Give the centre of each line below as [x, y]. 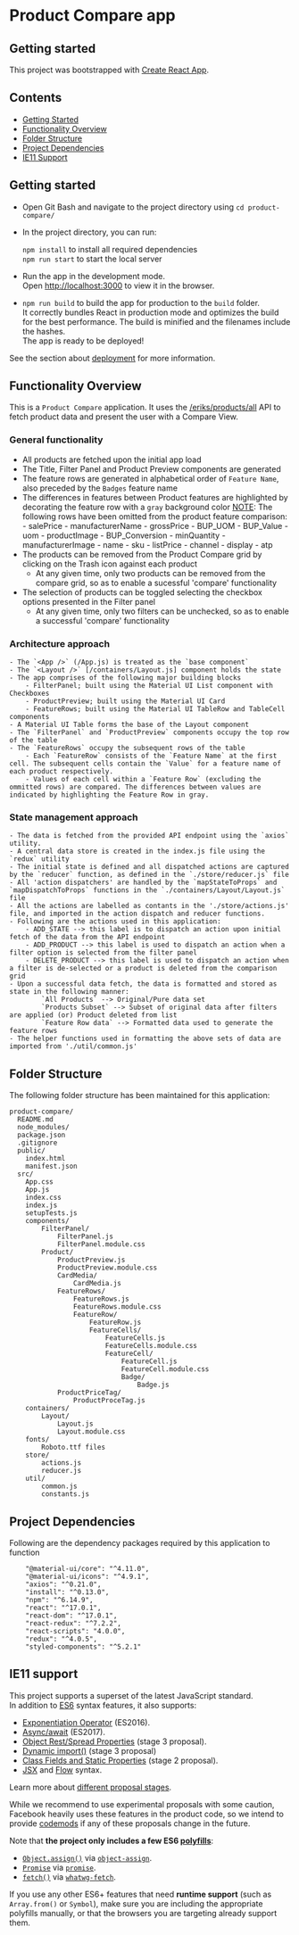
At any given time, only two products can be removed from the [150, 573]
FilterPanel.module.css [101, 1245]
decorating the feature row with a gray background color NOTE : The [147, 507]
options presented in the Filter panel [89, 601]
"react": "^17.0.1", [63, 1608]
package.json [42, 1135]
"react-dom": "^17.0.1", [71, 1616]
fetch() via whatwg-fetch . [69, 1877]
